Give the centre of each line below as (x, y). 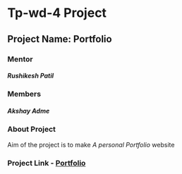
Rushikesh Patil (31, 76)
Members (24, 94)
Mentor (20, 59)
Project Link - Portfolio (47, 163)
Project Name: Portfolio (60, 39)
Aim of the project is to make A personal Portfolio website (91, 144)
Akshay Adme (29, 111)
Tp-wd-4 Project (57, 13)
